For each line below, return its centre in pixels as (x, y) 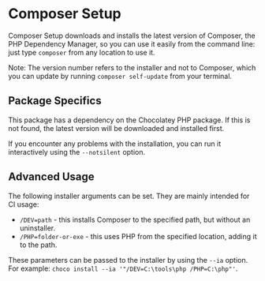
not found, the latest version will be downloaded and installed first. (116, 128)
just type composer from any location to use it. (82, 52)
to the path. (38, 245)
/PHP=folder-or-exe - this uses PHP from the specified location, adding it (138, 236)
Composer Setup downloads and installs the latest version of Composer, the (132, 36)
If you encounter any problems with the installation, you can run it (115, 144)
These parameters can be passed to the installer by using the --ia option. (128, 260)
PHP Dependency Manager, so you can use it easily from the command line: (132, 43)
